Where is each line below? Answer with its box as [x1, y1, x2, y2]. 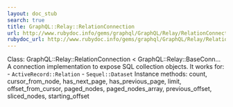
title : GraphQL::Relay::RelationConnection [7, 23, 135, 30]
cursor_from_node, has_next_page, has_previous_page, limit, [7, 77, 182, 85]
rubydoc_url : [7, 36, 45, 43]
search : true [7, 17, 45, 24]
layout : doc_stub [7, 10, 58, 17]
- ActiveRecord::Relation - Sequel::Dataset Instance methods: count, [7, 70, 208, 79]
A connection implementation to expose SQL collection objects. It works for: [7, 63, 225, 71]
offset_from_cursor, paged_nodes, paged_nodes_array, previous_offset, [7, 85, 212, 93]
